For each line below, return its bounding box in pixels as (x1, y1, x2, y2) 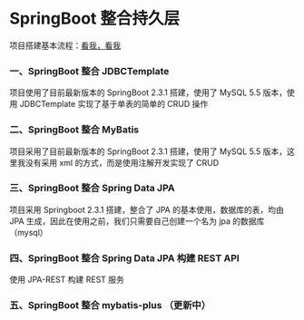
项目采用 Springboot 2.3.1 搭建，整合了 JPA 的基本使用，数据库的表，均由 (9, 204, 284, 215)
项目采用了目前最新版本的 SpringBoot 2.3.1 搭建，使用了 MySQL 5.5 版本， (9, 146, 288, 157)
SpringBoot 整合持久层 (9, 8, 180, 29)
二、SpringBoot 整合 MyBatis (9, 123, 139, 136)
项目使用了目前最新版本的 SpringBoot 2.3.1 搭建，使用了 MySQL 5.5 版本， (9, 87, 288, 98)
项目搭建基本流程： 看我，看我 (9, 40, 121, 51)
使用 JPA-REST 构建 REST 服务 (9, 274, 125, 286)
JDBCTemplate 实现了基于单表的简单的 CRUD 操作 (19, 99, 209, 110)
